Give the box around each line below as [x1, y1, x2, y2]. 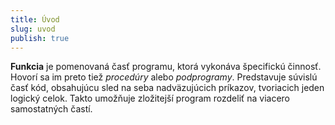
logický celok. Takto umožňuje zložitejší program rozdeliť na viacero [10, 92, 291, 105]
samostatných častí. [10, 103, 93, 115]
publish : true [10, 33, 70, 43]
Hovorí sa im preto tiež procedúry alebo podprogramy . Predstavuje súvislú [10, 71, 318, 83]
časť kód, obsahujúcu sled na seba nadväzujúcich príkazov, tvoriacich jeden [10, 82, 325, 94]
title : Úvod [10, 14, 60, 25]
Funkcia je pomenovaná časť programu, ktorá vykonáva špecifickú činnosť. [10, 61, 322, 73]
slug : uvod [10, 24, 56, 34]
